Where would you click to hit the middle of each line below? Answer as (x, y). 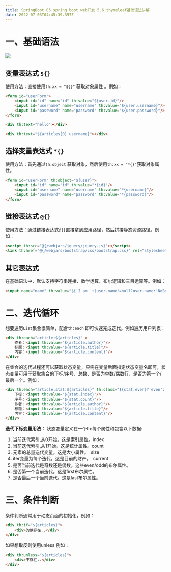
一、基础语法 (32, 42)
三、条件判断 (32, 501)
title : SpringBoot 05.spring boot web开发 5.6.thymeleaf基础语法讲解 (78, 10)
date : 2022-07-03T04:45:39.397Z (39, 15)
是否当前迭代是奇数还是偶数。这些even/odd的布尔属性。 (72, 465)
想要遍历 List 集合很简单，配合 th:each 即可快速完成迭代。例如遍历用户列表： (85, 328)
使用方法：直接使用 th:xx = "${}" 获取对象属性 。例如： (64, 86)
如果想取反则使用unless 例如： (37, 545)
